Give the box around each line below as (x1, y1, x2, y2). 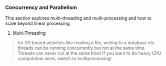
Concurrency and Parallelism (5, 4, 77, 11)
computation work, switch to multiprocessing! (17, 56, 112, 62)
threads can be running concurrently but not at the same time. (17, 45, 146, 51)
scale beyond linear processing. (5, 20, 71, 26)
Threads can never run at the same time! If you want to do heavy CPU (17, 50, 161, 56)
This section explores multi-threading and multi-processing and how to (5, 15, 151, 21)
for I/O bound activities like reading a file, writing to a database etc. (17, 40, 156, 46)
